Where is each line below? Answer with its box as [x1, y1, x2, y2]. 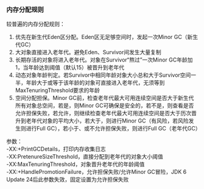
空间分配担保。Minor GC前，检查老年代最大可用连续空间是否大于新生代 [15, 94, 194, 102]
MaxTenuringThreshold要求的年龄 [15, 87, 100, 94]
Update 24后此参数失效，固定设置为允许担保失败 [6, 176, 129, 184]
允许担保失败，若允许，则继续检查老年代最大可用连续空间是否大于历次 [15, 110, 192, 117]
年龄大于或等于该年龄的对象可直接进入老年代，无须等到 [26, 79, 165, 87]
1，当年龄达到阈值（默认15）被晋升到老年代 [15, 64, 125, 71]
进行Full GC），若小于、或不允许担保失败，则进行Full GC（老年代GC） [26, 125, 201, 132]
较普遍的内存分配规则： [6, 20, 65, 28]
